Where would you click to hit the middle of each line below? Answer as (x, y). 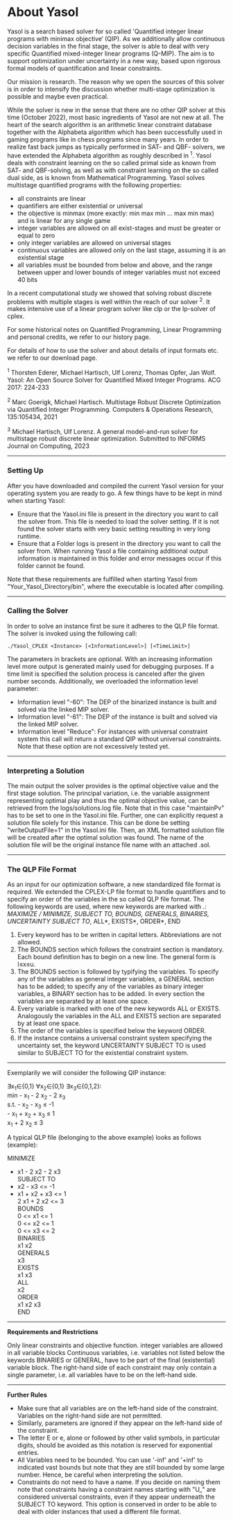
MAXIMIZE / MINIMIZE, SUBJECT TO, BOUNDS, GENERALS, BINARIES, (108, 914)
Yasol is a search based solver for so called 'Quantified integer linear (105, 31)
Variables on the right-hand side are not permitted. (89, 1416)
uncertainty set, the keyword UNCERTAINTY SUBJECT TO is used (111, 1045)
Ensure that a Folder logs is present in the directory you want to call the (119, 543)
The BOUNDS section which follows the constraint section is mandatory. (120, 949)
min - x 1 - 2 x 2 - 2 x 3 (36, 1096)
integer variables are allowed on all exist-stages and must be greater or (119, 228)
